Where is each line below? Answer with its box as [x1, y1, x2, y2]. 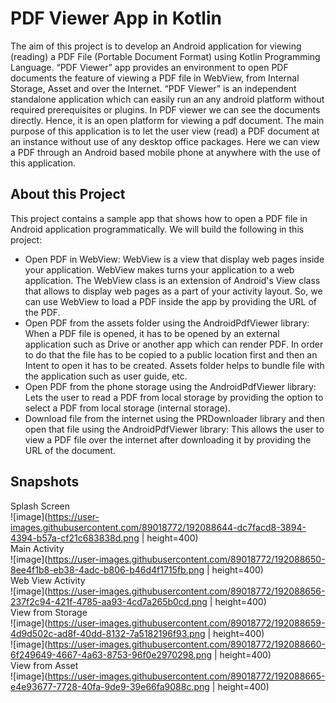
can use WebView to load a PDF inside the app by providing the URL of [24, 295, 318, 307]
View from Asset [10, 659, 79, 671]
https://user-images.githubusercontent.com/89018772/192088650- [47, 553, 326, 565]
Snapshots [10, 473, 80, 491]
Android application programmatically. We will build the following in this [10, 223, 305, 235]
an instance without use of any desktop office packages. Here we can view [10, 135, 320, 147]
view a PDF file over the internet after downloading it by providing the [24, 433, 312, 446]
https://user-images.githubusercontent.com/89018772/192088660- [47, 638, 326, 650]
